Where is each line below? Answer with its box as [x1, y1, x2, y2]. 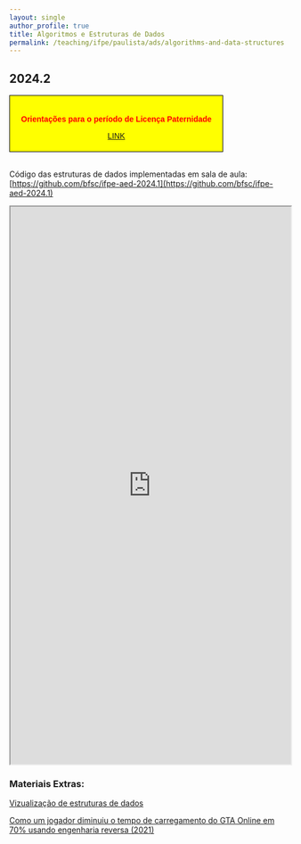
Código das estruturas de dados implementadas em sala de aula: [9, 169, 248, 179]
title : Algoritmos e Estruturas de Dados [9, 29, 166, 38]
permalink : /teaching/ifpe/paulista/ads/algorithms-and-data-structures [9, 37, 285, 47]
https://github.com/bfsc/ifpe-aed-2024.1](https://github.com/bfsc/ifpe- [12, 178, 273, 189]
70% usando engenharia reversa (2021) [9, 824, 155, 835]
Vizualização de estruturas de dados [9, 798, 144, 808]
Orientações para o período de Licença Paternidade [20, 114, 212, 125]
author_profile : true [9, 21, 90, 30]
